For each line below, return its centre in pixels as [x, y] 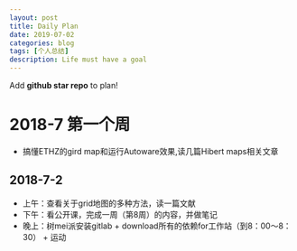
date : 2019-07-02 [42, 34]
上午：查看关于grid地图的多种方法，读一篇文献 [109, 203]
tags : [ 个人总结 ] [39, 51]
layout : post [34, 18]
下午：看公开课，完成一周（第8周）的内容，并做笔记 [120, 214]
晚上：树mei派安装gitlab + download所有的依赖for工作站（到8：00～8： [157, 226]
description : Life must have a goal [78, 60]
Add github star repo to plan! [64, 85]
